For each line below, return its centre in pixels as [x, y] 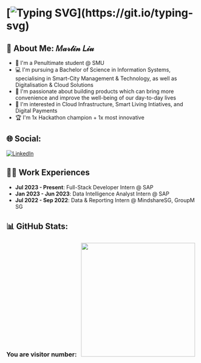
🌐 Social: [24, 139]
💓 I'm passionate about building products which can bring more [94, 91]
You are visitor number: [42, 354]
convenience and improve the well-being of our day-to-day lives [96, 98]
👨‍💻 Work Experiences [48, 173]
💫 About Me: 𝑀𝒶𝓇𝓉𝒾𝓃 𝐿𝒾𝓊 [50, 48]
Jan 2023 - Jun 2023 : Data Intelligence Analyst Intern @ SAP [92, 194]
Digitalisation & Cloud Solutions [54, 85]
